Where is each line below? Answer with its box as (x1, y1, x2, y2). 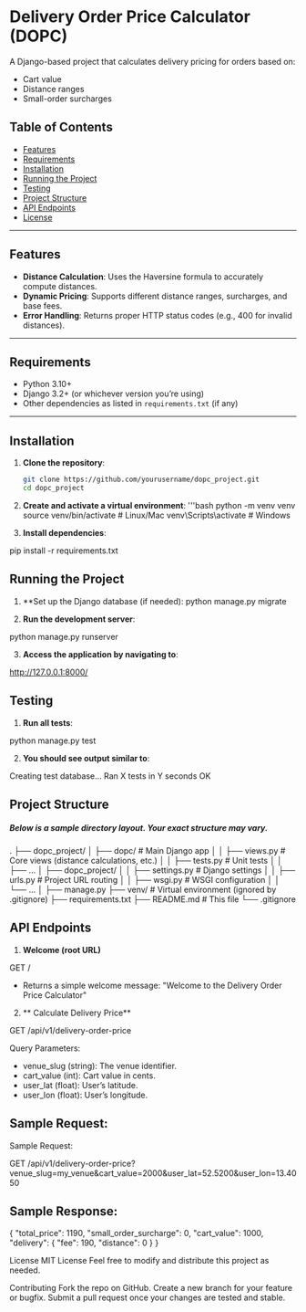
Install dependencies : (22, 527, 107, 538)
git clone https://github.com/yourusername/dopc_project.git (22, 475, 260, 485)
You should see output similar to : (22, 752, 150, 763)
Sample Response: (9, 1203, 118, 1219)
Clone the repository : (22, 457, 106, 468)
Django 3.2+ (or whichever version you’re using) (22, 388, 205, 399)
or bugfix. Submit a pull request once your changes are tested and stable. (9, 1292, 286, 1303)
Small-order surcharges (22, 93, 112, 104)
